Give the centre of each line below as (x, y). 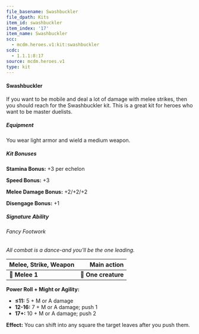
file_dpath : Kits (28, 17)
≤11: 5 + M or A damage (44, 301)
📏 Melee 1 (24, 275)
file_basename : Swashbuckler (42, 12)
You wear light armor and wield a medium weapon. (68, 140)
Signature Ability (28, 217)
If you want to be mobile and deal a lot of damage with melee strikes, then (97, 99)
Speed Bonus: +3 (28, 180)
